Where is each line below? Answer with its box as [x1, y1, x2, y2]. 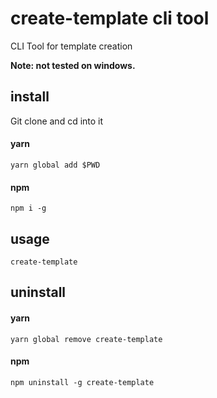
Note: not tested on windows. [10, 59, 136, 71]
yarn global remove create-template [10, 334, 163, 344]
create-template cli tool [10, 7, 210, 30]
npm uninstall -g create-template [10, 377, 155, 387]
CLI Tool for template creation [10, 40, 133, 52]
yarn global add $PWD [10, 160, 101, 170]
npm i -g [10, 203, 47, 214]
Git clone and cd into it [10, 115, 104, 127]
